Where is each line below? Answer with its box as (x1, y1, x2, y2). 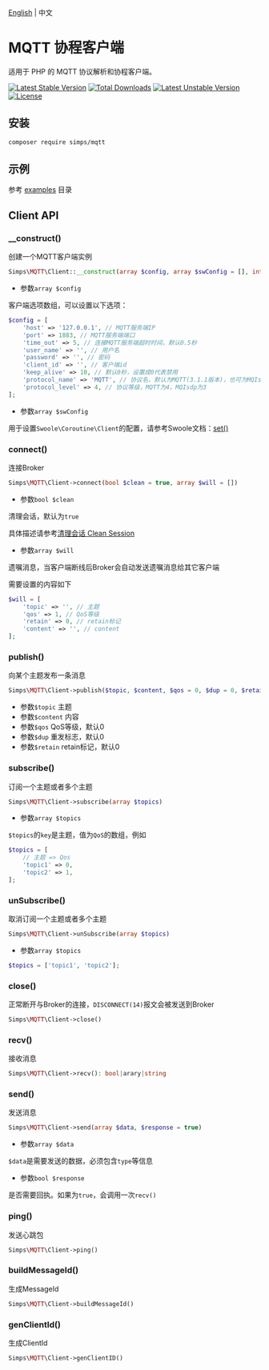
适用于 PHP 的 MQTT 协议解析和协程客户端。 (8, 66, 157, 76)
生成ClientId (8, 1338, 48, 1348)
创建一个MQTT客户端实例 (8, 252, 93, 262)
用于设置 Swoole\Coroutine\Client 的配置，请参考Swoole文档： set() (8, 423, 229, 433)
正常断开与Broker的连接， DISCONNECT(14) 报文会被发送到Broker (8, 999, 215, 1009)
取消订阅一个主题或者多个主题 (8, 914, 106, 923)
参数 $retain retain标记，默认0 (19, 742, 120, 751)
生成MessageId (8, 1284, 59, 1293)
